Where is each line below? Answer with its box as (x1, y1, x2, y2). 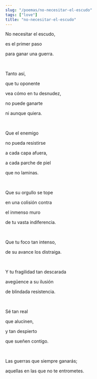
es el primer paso (5, 41, 42, 47)
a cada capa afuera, (5, 150, 47, 156)
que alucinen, (5, 318, 34, 325)
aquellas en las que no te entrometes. (5, 368, 84, 374)
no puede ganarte (5, 100, 43, 106)
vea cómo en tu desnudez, (5, 91, 61, 97)
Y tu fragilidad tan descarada (5, 269, 66, 275)
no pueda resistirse (5, 140, 46, 146)
